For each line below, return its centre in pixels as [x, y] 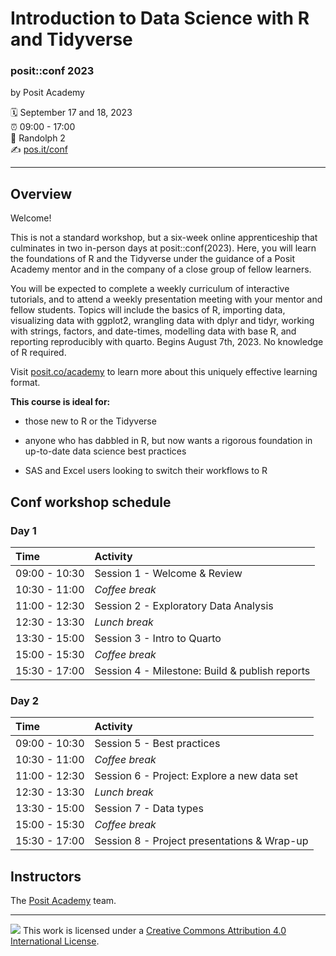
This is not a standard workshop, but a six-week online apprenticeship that [164, 238]
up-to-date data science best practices [105, 451]
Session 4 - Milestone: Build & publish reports [202, 670]
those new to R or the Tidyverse [90, 421]
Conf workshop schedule [91, 502]
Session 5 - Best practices [157, 744]
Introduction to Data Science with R [160, 18]
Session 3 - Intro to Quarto [158, 638]
